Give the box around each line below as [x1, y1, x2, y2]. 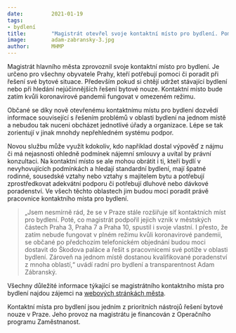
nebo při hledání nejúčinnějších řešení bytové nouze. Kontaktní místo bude [7, 85, 223, 93]
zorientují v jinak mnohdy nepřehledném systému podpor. [7, 128, 174, 137]
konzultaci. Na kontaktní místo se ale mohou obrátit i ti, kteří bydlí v [7, 157, 202, 165]
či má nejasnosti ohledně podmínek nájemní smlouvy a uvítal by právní [7, 149, 212, 158]
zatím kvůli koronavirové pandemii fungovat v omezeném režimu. [7, 92, 196, 101]
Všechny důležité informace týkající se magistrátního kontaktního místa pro [7, 282, 225, 289]
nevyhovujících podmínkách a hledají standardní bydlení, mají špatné [7, 165, 206, 172]
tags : [7, 17, 23, 24]
